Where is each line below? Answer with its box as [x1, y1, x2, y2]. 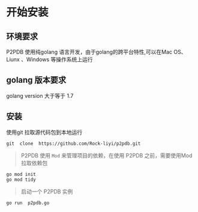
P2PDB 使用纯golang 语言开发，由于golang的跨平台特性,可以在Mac [6, 49, 173, 55]
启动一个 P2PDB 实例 [20, 187, 73, 195]
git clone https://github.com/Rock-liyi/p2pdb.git [6, 141, 141, 147]
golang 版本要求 [6, 75, 67, 85]
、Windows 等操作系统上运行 [20, 56, 93, 63]
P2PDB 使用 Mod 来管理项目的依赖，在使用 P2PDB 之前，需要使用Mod [20, 151, 193, 159]
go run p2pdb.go [6, 199, 50, 206]
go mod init [6, 171, 36, 177]
